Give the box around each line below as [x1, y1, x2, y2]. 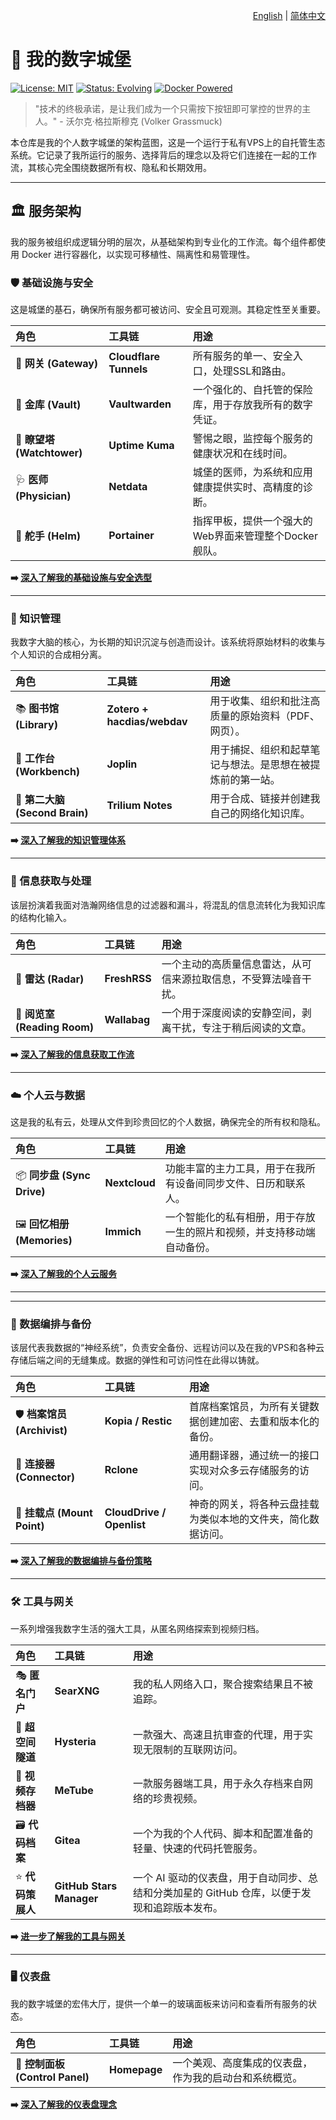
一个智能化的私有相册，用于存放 [164, 1210, 316, 1224]
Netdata [108, 480, 148, 494]
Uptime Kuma [108, 439, 175, 453]
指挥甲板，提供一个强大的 [192, 514, 313, 528]
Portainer [108, 529, 155, 543]
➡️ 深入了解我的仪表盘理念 [10, 2098, 118, 2110]
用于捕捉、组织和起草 [209, 743, 311, 757]
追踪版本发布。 [153, 1901, 224, 1915]
